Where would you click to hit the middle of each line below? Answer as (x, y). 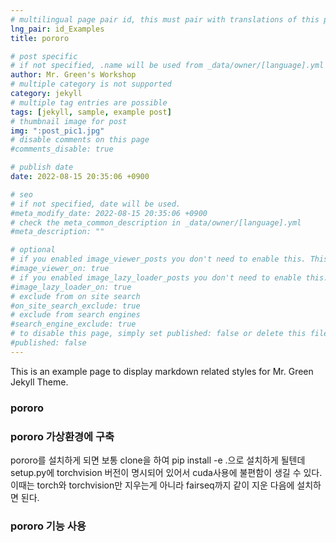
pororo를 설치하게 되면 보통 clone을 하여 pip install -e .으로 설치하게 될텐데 (158, 460)
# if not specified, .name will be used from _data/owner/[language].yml (167, 66)
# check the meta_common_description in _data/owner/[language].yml (156, 222)
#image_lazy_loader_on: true (71, 287)
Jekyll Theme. (39, 382)
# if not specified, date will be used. (96, 204)
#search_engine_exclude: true (73, 324)
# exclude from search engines (75, 315)
